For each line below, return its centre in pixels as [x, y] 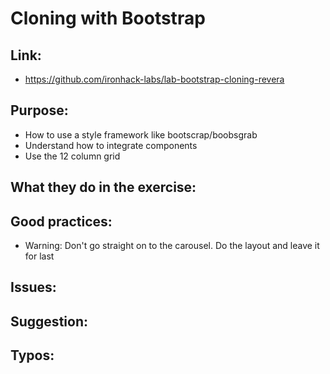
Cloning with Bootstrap [108, 18]
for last [39, 256]
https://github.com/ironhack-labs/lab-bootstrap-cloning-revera [154, 79]
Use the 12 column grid [72, 156]
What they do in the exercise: [103, 187]
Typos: [32, 355]
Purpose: [39, 110]
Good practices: [61, 221]
